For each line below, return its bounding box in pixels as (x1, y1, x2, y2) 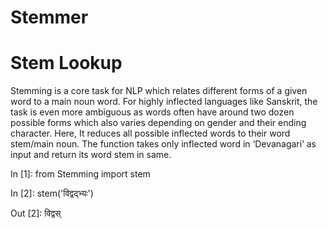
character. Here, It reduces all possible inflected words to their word (10, 127, 291, 140)
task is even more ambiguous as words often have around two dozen (10, 106, 295, 118)
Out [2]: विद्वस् (10, 207, 62, 220)
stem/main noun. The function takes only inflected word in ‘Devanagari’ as (10, 138, 317, 150)
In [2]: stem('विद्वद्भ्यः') (10, 187, 94, 200)
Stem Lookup (10, 52, 123, 75)
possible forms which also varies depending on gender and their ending (10, 117, 307, 129)
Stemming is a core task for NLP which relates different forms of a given (10, 85, 308, 97)
